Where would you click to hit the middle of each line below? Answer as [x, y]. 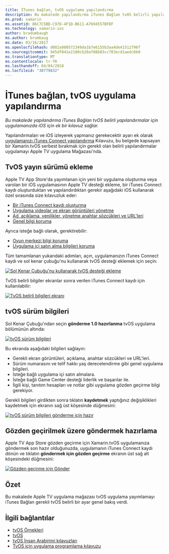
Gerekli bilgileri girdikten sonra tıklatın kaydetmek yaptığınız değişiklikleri [81, 400]
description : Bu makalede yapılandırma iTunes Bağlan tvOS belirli [77, 15]
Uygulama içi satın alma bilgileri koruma [54, 246]
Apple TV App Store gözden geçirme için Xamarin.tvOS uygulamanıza [77, 443]
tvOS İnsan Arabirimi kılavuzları [45, 541]
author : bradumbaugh [27, 33]
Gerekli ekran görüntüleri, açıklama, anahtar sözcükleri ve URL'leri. [81, 358]
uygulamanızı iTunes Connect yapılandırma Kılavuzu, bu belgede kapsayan [83, 140]
